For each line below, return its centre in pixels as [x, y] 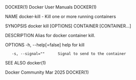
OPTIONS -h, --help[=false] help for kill [45, 45]
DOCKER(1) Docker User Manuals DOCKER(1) [51, 7]
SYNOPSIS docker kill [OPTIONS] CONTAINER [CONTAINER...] [68, 26]
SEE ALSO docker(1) [26, 63]
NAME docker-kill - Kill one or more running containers [61, 16]
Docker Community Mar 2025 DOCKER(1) [47, 72]
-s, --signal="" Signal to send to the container [69, 54]
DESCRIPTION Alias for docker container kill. [50, 35]
